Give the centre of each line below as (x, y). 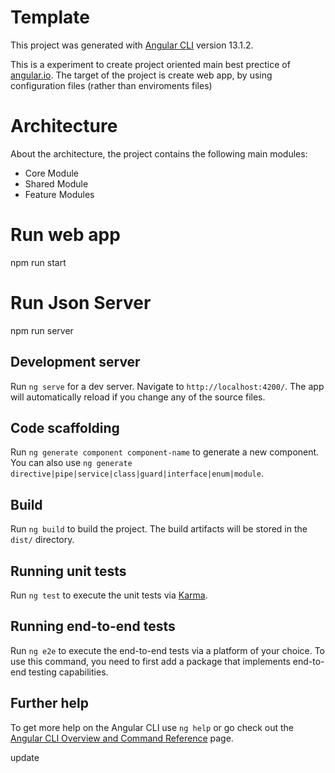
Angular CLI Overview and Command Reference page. (122, 738)
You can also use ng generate (71, 463)
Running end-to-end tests (93, 626)
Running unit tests (68, 571)
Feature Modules (59, 194)
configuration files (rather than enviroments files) (111, 85)
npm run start (38, 262)
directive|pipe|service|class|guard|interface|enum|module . (137, 473)
